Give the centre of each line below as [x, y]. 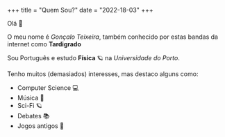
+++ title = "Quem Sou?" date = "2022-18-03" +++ [81, 10]
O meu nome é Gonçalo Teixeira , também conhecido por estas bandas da [113, 37]
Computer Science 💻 [48, 88]
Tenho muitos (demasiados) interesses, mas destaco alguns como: [103, 74]
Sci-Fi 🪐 [30, 106]
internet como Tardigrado [44, 44]
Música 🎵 [31, 98]
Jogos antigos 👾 [41, 126]
